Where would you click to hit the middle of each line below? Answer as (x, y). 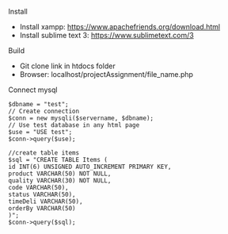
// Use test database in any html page (74, 125)
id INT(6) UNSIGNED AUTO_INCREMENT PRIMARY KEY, (90, 167)
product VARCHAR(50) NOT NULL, (60, 174)
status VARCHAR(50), (42, 194)
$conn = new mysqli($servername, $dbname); (81, 118)
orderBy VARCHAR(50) (42, 209)
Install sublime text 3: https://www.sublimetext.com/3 (106, 35)
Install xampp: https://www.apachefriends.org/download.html (120, 27)
